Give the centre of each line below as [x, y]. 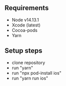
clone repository [28, 63]
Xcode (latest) [26, 25]
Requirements [27, 8]
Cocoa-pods [25, 30]
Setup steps [23, 51]
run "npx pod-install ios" [37, 73]
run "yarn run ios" [30, 78]
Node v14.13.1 [25, 20]
